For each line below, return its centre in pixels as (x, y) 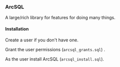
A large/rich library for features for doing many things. (60, 18)
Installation (17, 29)
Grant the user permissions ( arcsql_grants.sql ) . (55, 49)
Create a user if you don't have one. (42, 40)
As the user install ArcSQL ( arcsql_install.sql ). (55, 59)
